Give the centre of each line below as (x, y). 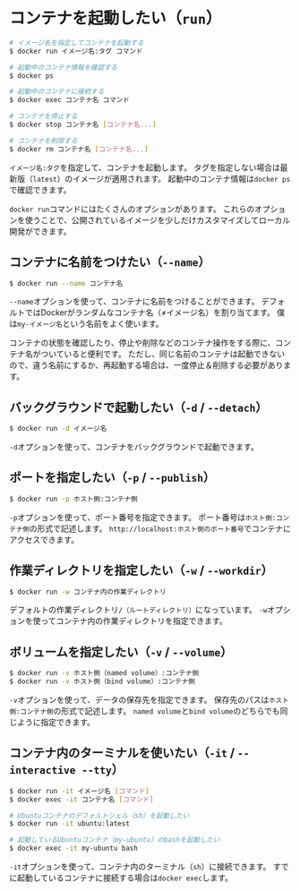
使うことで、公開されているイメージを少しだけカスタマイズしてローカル (158, 219)
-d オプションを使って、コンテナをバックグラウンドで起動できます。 (134, 447)
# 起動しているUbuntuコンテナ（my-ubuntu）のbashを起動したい (115, 840)
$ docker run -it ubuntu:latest (69, 824)
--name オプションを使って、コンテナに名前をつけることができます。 (134, 302)
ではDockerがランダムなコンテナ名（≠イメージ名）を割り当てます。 (150, 313)
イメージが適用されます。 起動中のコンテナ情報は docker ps (181, 178)
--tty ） (102, 770)
